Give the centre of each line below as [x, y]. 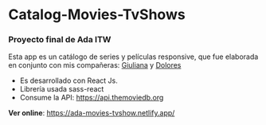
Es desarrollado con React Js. [68, 80]
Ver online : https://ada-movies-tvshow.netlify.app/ [92, 113]
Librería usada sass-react [62, 89]
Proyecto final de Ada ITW [60, 40]
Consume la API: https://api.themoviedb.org [92, 98]
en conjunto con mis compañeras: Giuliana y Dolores [95, 65]
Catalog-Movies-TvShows [97, 15]
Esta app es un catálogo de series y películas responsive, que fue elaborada [133, 57]
